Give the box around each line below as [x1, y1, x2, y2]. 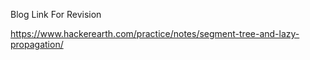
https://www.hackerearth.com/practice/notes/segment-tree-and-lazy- [10, 28, 300, 39]
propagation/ [10, 39, 64, 50]
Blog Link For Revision [10, 9, 102, 20]
